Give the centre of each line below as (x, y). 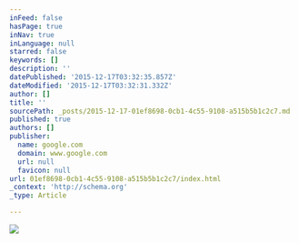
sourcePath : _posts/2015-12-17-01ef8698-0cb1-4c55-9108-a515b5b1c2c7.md (150, 111)
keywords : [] (34, 60)
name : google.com (50, 145)
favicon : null (44, 170)
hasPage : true (36, 26)
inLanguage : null (42, 43)
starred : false (38, 52)
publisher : (30, 137)
